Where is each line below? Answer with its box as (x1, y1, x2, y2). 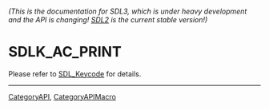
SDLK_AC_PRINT (8, 42, 122, 60)
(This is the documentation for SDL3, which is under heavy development (8, 6, 247, 16)
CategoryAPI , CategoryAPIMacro (8, 91, 116, 101)
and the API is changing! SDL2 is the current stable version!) (8, 14, 208, 24)
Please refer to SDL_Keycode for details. (8, 68, 142, 79)
